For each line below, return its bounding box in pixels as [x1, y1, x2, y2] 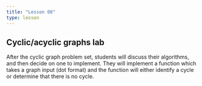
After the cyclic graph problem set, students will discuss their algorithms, [6, 53, 190, 61]
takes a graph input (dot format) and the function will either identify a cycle [6, 66, 194, 74]
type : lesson [6, 15, 40, 21]
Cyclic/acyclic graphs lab [6, 37, 105, 48]
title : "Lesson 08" [6, 9, 56, 15]
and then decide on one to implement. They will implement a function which [6, 60, 197, 67]
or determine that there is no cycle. [6, 73, 94, 80]
